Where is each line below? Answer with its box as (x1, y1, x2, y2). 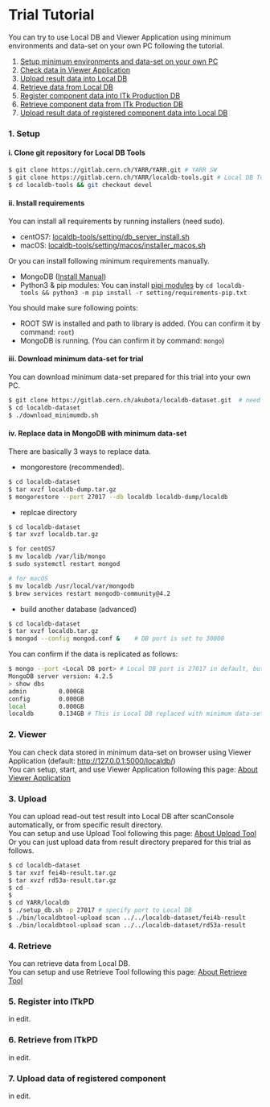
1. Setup (8, 127, 40, 139)
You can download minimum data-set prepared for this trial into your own (8, 372, 251, 382)
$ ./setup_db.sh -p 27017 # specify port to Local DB (8, 906, 193, 914)
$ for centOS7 (8, 545, 56, 553)
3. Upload (8, 793, 47, 804)
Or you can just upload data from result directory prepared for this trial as (8, 837, 252, 847)
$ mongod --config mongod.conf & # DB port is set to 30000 (8, 635, 225, 643)
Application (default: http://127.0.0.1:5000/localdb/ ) (8, 755, 176, 765)
